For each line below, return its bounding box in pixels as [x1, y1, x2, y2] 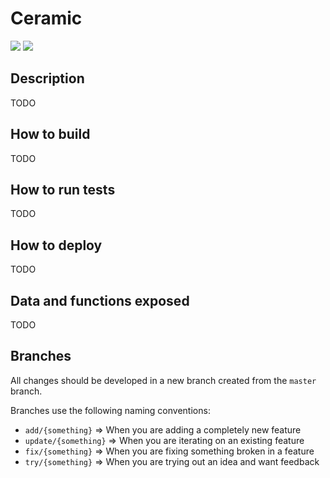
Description [10, 70, 85, 87]
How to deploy [10, 237, 103, 254]
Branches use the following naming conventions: [10, 404, 211, 416]
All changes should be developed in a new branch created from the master [10, 374, 317, 386]
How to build [10, 126, 91, 143]
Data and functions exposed [10, 292, 190, 309]
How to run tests [10, 181, 116, 198]
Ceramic [10, 7, 83, 30]
